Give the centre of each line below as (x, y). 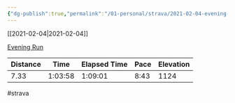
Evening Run (26, 47)
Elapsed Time (105, 64)
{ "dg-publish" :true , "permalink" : (56, 14)
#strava (18, 93)
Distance (26, 64)
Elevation (174, 64)
